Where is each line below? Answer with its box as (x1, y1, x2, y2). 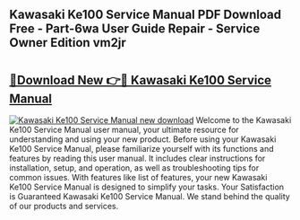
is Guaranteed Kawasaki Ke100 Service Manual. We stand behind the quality (9, 191, 291, 201)
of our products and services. (9, 201, 119, 211)
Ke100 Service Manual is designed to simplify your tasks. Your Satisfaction (9, 181, 285, 192)
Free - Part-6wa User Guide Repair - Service (9, 22, 261, 37)
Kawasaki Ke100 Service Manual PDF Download (9, 7, 282, 22)
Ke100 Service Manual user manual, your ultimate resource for (9, 125, 239, 135)
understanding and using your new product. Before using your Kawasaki (9, 134, 277, 145)
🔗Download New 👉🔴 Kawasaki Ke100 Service (9, 72, 271, 88)
